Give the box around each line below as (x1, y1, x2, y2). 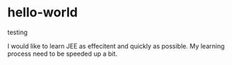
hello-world (7, 4, 79, 21)
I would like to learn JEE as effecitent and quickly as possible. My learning (7, 41, 225, 50)
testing (7, 28, 28, 36)
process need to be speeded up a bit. (7, 49, 118, 58)
